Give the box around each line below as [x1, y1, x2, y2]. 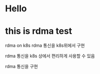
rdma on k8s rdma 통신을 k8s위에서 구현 [5, 42, 85, 48]
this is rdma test [5, 26, 72, 37]
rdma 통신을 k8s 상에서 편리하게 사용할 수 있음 [5, 53, 95, 59]
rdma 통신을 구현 [5, 64, 38, 70]
